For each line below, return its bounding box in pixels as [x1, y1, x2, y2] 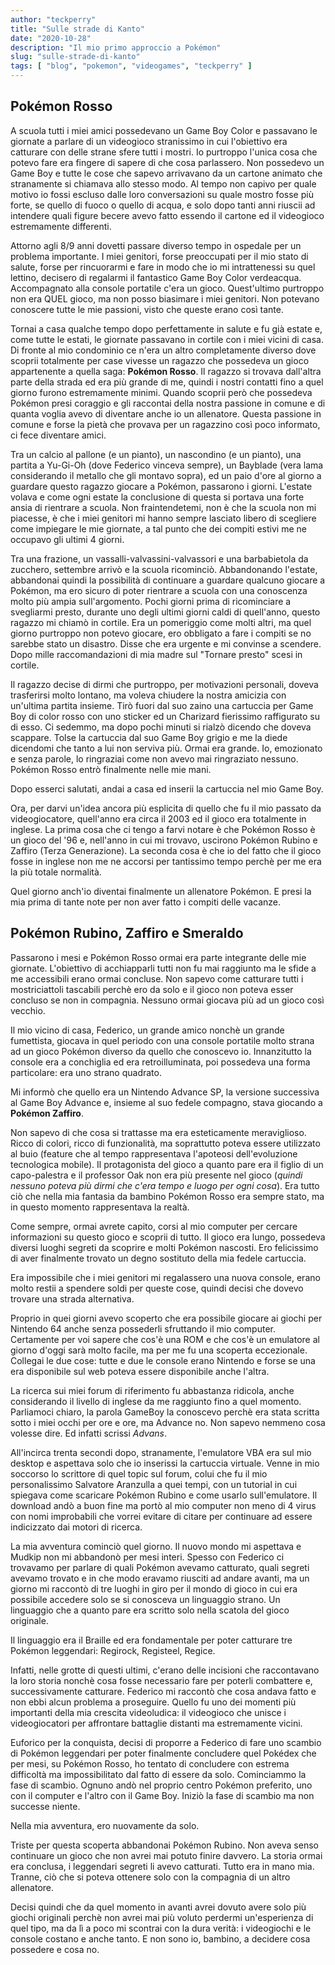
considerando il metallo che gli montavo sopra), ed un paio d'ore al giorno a [10, 469, 322, 481]
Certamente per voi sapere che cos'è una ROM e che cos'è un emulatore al [10, 1333, 320, 1345]
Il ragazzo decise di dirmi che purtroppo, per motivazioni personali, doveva [10, 678, 319, 690]
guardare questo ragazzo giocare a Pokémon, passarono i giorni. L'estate [10, 480, 313, 492]
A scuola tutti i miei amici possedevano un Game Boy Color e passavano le [10, 124, 318, 136]
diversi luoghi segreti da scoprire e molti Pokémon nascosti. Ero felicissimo [10, 1241, 319, 1253]
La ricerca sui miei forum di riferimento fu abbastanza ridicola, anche [10, 1384, 295, 1396]
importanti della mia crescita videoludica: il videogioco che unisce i [10, 1706, 287, 1718]
